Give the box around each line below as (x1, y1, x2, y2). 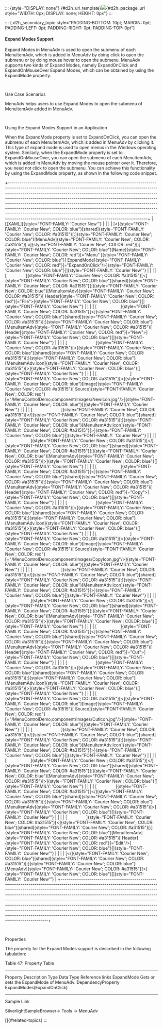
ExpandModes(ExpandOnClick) (5, 985, 68, 991)
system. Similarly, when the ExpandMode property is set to (5, 150, 123, 155)
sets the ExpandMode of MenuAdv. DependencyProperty (5, 979, 120, 985)
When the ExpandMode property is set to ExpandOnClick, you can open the (5, 134, 157, 140)
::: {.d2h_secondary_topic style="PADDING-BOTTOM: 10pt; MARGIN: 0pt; (5, 20, 151, 25)
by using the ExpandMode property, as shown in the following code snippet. (5, 170, 158, 176)
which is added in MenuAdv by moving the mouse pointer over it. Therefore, (5, 160, 158, 166)
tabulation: (5, 951, 27, 957)
